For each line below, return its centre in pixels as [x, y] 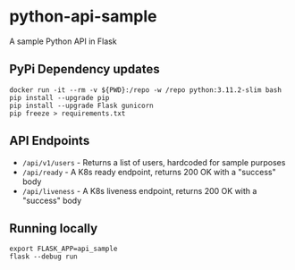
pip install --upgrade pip [59, 97]
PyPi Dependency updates [84, 69]
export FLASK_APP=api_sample [63, 249]
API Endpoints [50, 141]
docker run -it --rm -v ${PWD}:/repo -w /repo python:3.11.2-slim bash [145, 90]
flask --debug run [43, 257]
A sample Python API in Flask [63, 41]
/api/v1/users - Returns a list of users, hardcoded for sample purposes [154, 162]
